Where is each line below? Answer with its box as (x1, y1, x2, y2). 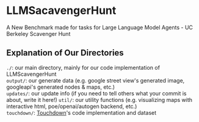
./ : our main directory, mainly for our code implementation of (6, 64, 161, 71)
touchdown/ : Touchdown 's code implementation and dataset (6, 109, 157, 116)
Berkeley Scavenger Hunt (6, 30, 71, 37)
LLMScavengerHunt (6, 70, 57, 78)
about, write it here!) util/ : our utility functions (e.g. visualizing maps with (6, 96, 193, 103)
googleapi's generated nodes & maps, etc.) (6, 83, 115, 90)
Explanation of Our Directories (6, 48, 124, 58)
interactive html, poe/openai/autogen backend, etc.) (6, 103, 137, 110)
